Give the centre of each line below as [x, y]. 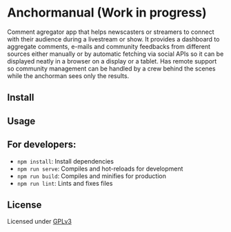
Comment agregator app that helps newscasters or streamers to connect [111, 32]
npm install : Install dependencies [65, 161]
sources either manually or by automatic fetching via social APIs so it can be [115, 54]
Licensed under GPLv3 [40, 222]
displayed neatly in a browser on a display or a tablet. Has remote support [112, 61]
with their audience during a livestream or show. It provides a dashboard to [113, 39]
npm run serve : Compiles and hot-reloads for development [100, 168]
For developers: [42, 145]
